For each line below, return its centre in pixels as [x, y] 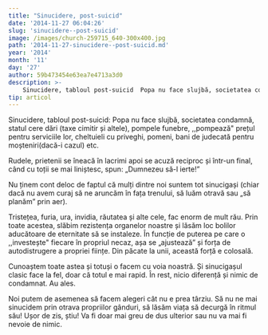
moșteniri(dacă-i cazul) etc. [54, 145]
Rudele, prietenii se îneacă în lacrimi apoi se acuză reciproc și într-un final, [130, 161]
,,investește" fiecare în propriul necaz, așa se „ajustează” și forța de [120, 242]
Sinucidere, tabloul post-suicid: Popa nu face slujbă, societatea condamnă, [131, 120]
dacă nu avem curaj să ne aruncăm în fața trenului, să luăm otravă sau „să [130, 193]
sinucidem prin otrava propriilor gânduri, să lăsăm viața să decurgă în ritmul [132, 307]
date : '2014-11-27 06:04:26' [57, 23]
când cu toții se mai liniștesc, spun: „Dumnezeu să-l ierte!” [104, 169]
